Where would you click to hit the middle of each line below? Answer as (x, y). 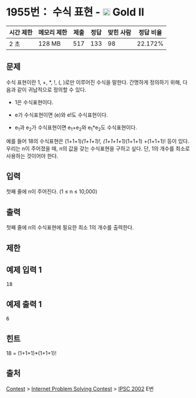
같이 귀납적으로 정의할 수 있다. (52, 89)
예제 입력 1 (24, 270)
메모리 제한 (53, 32)
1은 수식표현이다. (34, 102)
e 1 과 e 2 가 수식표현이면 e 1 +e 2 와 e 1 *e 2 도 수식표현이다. (76, 128)
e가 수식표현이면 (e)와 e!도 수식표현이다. (61, 115)
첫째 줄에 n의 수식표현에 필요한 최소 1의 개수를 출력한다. (70, 227)
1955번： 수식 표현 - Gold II (75, 12)
